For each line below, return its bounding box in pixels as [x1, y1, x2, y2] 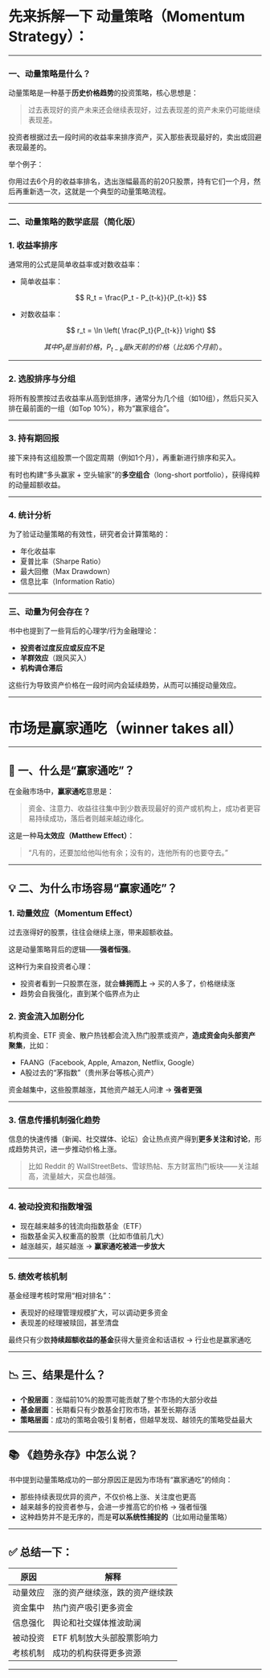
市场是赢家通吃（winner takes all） [8, 719, 243, 738]
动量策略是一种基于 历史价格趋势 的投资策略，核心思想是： [8, 88, 198, 97]
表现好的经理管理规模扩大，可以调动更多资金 [19, 1308, 169, 1317]
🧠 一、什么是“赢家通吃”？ [8, 763, 135, 777]
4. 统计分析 [8, 509, 51, 520]
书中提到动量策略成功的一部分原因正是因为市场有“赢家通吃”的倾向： [8, 1474, 233, 1484]
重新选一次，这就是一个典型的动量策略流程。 [22, 187, 170, 196]
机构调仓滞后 [19, 663, 63, 673]
